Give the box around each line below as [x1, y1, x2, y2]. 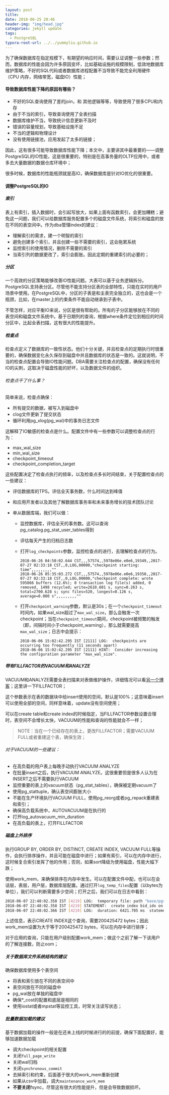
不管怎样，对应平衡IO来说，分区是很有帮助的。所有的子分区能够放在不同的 [5, 307, 160, 313]
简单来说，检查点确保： [5, 394, 54, 400]
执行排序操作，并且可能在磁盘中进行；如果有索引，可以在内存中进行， [18, 852, 164, 859]
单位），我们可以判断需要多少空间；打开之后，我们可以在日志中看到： [5, 888, 148, 894]
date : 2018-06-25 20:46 [5, 17, 55, 22]
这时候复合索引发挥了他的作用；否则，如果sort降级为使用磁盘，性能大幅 [5, 859, 154, 865]
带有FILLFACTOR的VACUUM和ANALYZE [5, 663, 91, 669]
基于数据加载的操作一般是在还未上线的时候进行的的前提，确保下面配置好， [5, 1029, 159, 1035]
